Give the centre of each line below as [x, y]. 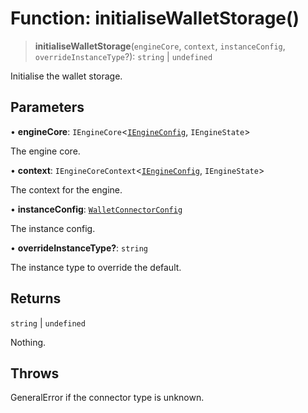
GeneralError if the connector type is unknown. [107, 398]
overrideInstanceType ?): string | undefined [123, 56]
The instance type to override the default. [96, 267]
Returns [36, 298]
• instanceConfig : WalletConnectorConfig [96, 209]
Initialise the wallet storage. [66, 76]
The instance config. [53, 228]
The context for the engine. [66, 189]
